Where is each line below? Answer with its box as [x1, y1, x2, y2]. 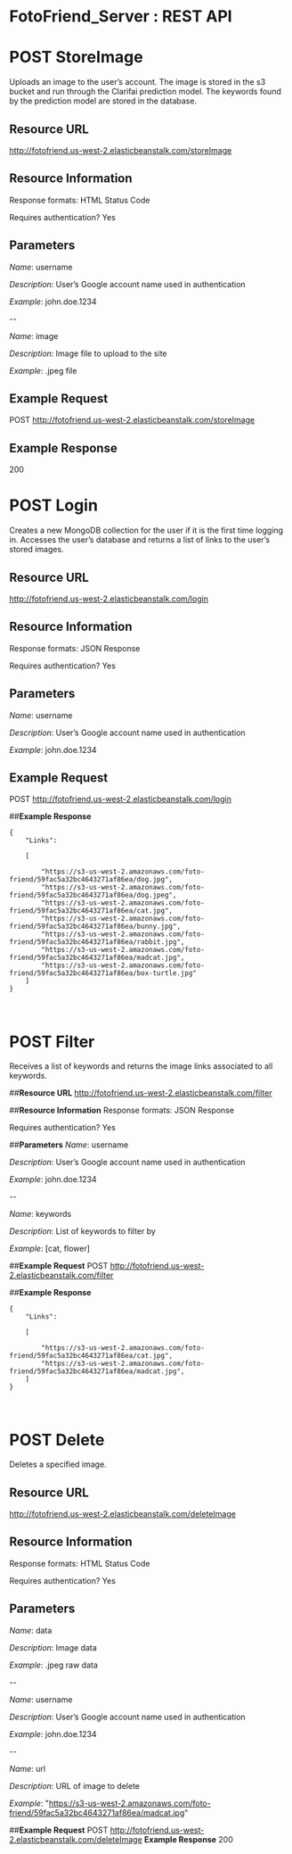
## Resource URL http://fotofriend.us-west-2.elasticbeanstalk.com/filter [9, 1088, 273, 1098]
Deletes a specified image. [9, 1459, 107, 1469]
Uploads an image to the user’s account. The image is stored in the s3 [9, 77, 266, 87]
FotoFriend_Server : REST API [9, 6, 233, 27]
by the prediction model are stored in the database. [9, 95, 198, 106]
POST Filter [9, 1031, 95, 1052]
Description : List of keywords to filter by [9, 1226, 156, 1237]
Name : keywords [9, 1209, 72, 1220]
